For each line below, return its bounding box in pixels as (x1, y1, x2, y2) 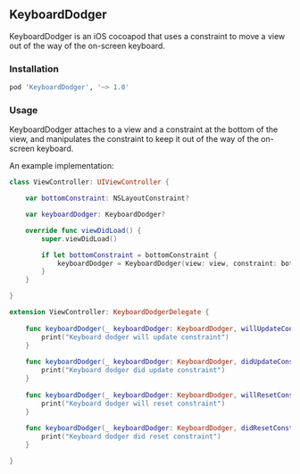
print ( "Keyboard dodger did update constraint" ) (41, 366, 226, 375)
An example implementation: (9, 161, 114, 171)
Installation (9, 62, 60, 75)
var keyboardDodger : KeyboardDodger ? (25, 210, 166, 220)
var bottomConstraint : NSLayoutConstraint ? (25, 194, 190, 204)
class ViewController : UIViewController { (9, 178, 170, 187)
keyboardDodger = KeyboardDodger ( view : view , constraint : (56, 259, 278, 268)
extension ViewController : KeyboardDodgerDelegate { (9, 308, 210, 317)
